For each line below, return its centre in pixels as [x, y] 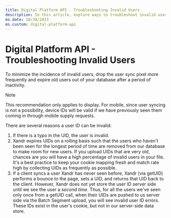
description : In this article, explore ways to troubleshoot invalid [81, 15]
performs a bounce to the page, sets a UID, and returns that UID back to [88, 179]
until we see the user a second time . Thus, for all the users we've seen [87, 189]
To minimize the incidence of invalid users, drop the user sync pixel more [82, 74]
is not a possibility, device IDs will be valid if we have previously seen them [84, 111]
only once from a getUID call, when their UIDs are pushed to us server [86, 195]
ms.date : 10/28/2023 [27, 19]
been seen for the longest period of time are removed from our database [89, 146]
